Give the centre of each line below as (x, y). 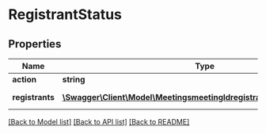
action (25, 79)
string (74, 79)
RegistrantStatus (65, 15)
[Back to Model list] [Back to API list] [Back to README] (99, 122)
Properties (35, 44)
